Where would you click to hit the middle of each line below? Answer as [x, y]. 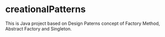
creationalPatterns [46, 9]
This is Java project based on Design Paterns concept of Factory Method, [83, 23]
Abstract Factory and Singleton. [39, 28]
